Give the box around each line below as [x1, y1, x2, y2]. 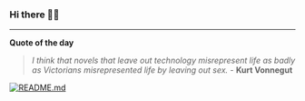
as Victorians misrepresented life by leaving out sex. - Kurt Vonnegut [31, 65, 293, 76]
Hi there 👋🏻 [9, 8, 60, 21]
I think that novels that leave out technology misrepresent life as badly [31, 55, 296, 66]
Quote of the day [9, 37, 74, 48]
